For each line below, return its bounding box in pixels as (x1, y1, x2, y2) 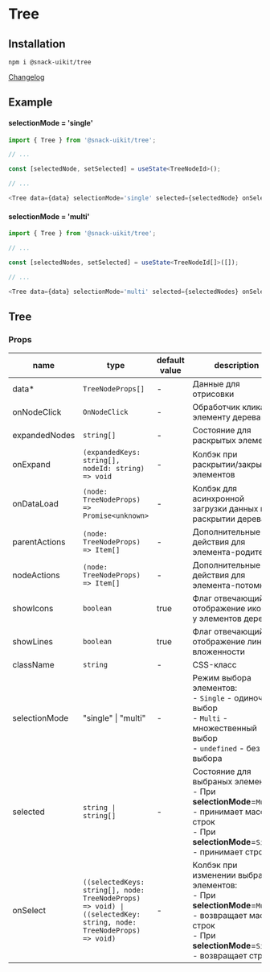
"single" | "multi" (83, 713, 146, 724)
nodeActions (12, 569, 60, 581)
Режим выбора (192, 672, 252, 684)
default (156, 355, 185, 366)
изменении (192, 870, 236, 881)
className (12, 660, 55, 671)
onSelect (12, 905, 47, 916)
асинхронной (192, 493, 245, 504)
